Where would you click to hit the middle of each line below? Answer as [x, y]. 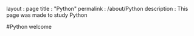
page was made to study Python [47, 15]
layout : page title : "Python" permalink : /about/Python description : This [97, 9]
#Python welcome [29, 27]
